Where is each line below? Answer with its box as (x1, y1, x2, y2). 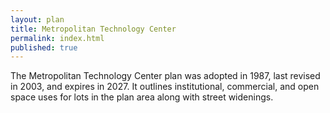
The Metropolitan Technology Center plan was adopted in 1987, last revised (10, 70, 321, 82)
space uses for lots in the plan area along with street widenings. (10, 91, 274, 103)
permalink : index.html (10, 33, 105, 43)
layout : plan (10, 14, 65, 25)
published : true (10, 42, 78, 53)
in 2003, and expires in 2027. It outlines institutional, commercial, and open (10, 81, 320, 93)
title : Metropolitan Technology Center (10, 24, 177, 34)
